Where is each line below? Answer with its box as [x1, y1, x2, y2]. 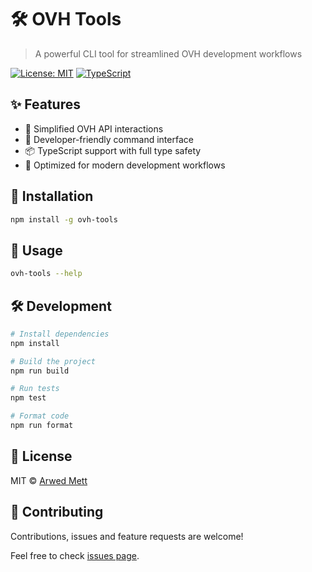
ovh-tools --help [10, 269, 83, 279]
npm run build [10, 366, 70, 376]
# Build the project [10, 356, 97, 366]
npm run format [10, 421, 74, 431]
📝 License [10, 448, 73, 465]
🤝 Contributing [10, 504, 104, 521]
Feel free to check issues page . [10, 549, 140, 561]
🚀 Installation [10, 188, 94, 205]
